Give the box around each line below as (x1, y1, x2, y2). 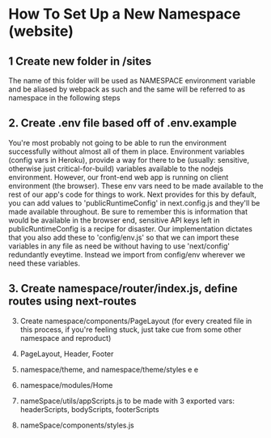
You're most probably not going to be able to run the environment (8, 138, 227, 147)
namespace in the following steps (8, 93, 121, 102)
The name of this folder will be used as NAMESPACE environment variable (8, 76, 256, 85)
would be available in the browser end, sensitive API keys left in (8, 215, 220, 225)
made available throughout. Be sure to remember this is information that (8, 206, 248, 216)
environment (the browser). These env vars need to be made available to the (8, 181, 265, 190)
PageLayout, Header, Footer (19, 349, 114, 359)
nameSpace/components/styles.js (19, 420, 135, 430)
